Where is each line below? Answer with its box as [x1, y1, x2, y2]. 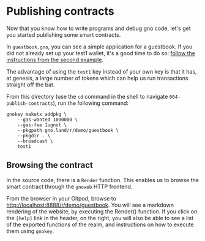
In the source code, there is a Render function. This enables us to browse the [6, 176, 199, 183]
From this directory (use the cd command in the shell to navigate [6, 93, 168, 100]
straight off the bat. [6, 81, 55, 88]
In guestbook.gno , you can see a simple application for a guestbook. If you [6, 43, 193, 50]
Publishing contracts [6, 4, 114, 18]
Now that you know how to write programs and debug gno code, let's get [6, 25, 191, 32]
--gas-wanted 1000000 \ [17, 117, 78, 123]
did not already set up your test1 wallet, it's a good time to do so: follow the [6, 49, 196, 56]
